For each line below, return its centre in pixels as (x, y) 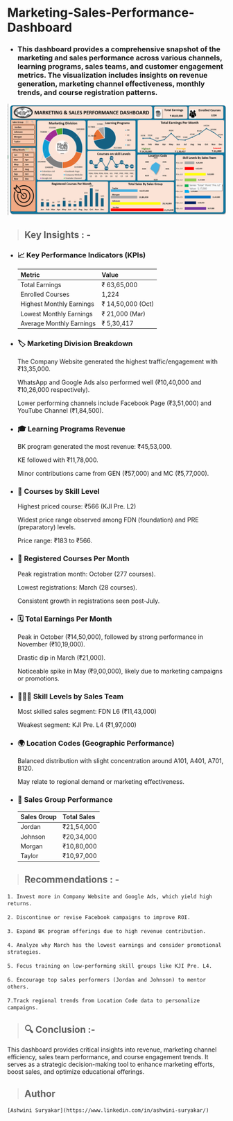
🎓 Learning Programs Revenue (71, 429)
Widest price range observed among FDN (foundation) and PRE (108, 520)
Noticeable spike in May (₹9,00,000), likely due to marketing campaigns (120, 671)
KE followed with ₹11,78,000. (58, 460)
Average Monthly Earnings (58, 323)
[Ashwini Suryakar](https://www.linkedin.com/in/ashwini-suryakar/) (108, 1111)
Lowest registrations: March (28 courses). (77, 587)
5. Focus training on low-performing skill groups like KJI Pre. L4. (110, 966)
